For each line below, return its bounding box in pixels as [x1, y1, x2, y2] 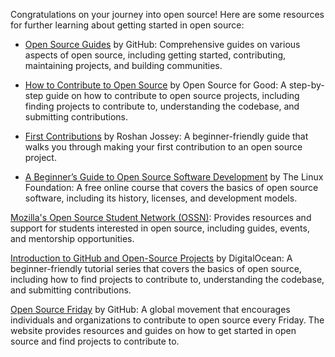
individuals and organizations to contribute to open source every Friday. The [10, 314, 325, 326]
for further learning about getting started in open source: [10, 19, 245, 31]
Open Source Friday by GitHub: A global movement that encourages [10, 304, 291, 315]
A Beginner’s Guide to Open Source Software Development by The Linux [24, 171, 324, 183]
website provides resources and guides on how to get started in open [10, 325, 297, 336]
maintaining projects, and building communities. [24, 60, 223, 71]
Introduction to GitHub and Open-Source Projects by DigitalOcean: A [10, 252, 293, 264]
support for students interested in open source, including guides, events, [10, 222, 310, 234]
